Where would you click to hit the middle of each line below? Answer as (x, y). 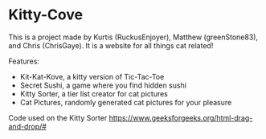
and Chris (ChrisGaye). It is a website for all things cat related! (111, 45)
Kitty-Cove (45, 15)
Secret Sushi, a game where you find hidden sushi (103, 85)
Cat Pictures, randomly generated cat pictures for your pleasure (126, 102)
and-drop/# (27, 126)
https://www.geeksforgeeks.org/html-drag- (181, 117)
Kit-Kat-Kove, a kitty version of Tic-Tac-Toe (92, 76)
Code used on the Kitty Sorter (58, 117)
